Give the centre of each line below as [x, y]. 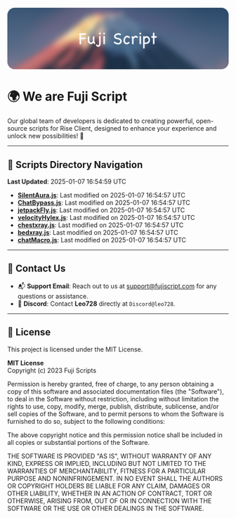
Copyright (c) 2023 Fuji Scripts [52, 370]
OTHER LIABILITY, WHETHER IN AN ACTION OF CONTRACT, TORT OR [110, 493]
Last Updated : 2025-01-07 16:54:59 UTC [67, 182]
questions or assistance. [53, 296]
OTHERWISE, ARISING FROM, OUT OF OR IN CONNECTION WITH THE [110, 500]
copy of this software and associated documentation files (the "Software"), [116, 391]
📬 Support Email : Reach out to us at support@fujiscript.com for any [117, 286]
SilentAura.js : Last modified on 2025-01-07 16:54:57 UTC [101, 195]
